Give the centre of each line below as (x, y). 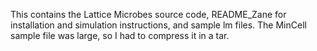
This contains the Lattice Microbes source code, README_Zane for (148, 14)
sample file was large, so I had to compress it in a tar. (120, 35)
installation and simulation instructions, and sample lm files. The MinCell (158, 25)
